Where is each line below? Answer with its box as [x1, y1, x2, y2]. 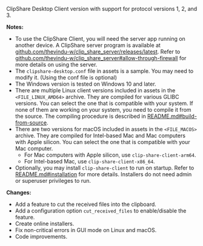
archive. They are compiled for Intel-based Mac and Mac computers [15, 132, 186, 139]
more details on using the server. [15, 61, 98, 68]
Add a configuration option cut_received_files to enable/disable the [15, 207, 187, 214]
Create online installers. [15, 220, 75, 227]
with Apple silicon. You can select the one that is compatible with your [15, 138, 190, 145]
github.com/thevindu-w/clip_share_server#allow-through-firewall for [15, 55, 187, 61]
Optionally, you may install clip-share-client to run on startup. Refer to [15, 164, 195, 171]
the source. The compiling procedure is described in [15, 112, 147, 120]
